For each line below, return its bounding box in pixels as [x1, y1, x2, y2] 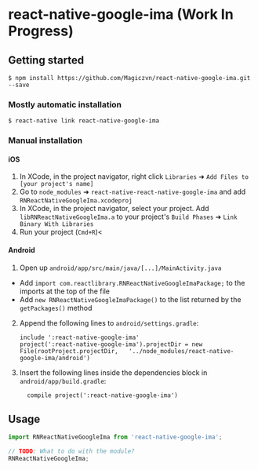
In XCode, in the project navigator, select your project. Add [19, 204, 209, 213]
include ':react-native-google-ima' [19, 333, 140, 341]
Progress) [8, 22, 74, 40]
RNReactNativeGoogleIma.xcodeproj [19, 197, 133, 205]
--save [8, 81, 30, 89]
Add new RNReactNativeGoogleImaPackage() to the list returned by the [19, 294, 242, 304]
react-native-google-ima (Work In [8, 5, 234, 24]
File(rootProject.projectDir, [19, 347, 119, 355]
